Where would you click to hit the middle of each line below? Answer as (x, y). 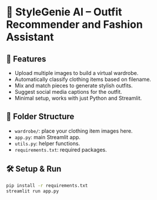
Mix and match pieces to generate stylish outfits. (74, 86)
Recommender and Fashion (74, 24)
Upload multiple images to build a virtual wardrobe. (76, 73)
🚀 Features (26, 59)
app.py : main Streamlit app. (47, 137)
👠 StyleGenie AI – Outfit (64, 12)
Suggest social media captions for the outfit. (68, 92)
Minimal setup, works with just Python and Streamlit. (78, 98)
